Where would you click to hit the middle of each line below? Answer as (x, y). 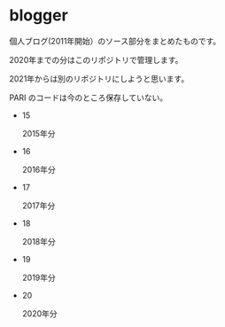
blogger (39, 16)
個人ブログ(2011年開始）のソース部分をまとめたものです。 (115, 41)
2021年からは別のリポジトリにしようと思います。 (99, 78)
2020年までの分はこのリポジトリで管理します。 (96, 59)
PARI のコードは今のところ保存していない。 (89, 97)
